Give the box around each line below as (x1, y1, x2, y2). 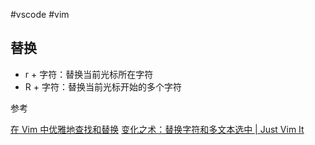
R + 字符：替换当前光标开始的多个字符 (24, 80, 182, 93)
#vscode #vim (10, 9, 70, 20)
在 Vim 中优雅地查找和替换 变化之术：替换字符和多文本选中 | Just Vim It (10, 123, 305, 135)
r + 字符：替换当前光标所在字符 (24, 68, 154, 80)
